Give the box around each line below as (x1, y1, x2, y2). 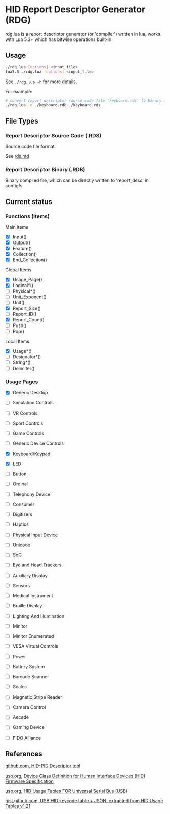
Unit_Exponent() (12, 294, 47, 300)
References (5, 749, 42, 758)
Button (12, 471, 27, 477)
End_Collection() (12, 257, 47, 263)
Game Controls (12, 430, 45, 436)
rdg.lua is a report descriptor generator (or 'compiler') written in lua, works (5, 31, 161, 37)
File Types (5, 116, 39, 125)
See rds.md (5, 153, 29, 159)
